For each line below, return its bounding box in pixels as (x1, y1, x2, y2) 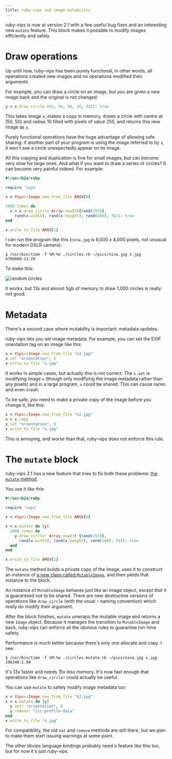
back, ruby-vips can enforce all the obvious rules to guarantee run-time (5, 624, 157, 630)
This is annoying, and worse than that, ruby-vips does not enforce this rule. (5, 436, 164, 442)
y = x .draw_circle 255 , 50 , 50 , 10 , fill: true (5, 104, 109, 109)
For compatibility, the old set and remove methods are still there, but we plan (5, 727, 166, 733)
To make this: (5, 265, 34, 272)
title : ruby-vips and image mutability (5, 7, 91, 13)
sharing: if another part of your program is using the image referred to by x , (5, 139, 165, 146)
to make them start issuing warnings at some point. (5, 733, 114, 739)
